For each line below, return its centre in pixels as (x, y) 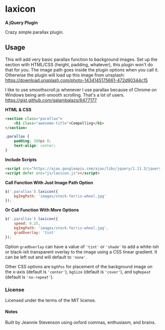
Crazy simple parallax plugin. (34, 32)
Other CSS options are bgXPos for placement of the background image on (79, 266)
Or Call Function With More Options (42, 210)
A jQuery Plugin (22, 23)
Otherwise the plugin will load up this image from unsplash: (65, 75)
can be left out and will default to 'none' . (46, 257)
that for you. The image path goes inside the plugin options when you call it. (82, 70)
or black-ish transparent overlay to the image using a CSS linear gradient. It (81, 252)
